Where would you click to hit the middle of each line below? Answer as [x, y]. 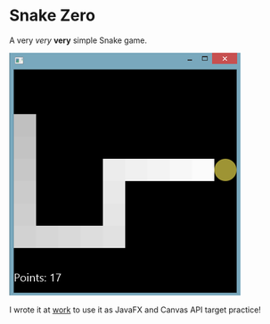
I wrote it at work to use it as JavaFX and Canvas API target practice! [135, 310]
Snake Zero [53, 16]
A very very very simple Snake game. [78, 40]
